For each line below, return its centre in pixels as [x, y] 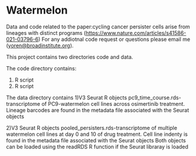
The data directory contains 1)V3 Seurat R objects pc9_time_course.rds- [94, 97]
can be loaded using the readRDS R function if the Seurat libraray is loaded [97, 147]
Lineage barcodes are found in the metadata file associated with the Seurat [98, 110]
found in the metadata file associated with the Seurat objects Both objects [96, 140]
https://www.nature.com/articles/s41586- [136, 32]
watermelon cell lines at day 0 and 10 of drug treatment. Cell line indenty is [97, 134]
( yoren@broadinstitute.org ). [40, 45]
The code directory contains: [41, 68]
